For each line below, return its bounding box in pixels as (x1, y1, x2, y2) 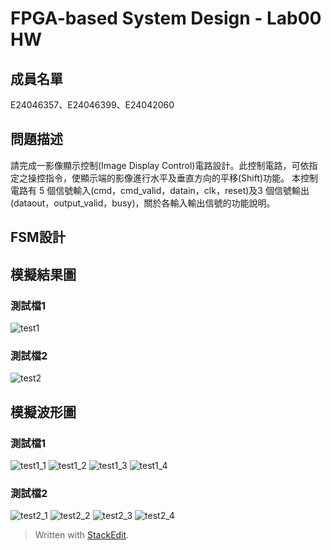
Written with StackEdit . (34, 529, 130, 541)
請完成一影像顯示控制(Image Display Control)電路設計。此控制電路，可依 (10, 159, 310, 171)
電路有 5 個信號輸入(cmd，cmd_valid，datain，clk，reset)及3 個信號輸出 (10, 184, 310, 196)
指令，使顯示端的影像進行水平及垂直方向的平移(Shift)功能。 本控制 (44, 172, 319, 184)
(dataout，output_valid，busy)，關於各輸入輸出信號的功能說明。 (10, 197, 276, 209)
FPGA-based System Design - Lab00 (10, 7, 322, 30)
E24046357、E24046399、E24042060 (10, 99, 175, 111)
